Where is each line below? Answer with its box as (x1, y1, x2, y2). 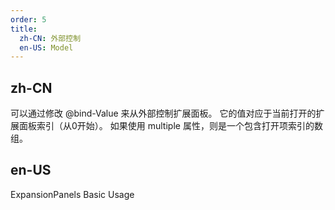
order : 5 (10, 14, 47, 25)
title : (10, 24, 38, 34)
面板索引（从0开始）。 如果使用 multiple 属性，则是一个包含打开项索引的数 (18, 120, 323, 132)
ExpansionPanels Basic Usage (10, 188, 135, 200)
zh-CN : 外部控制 (19, 33, 82, 43)
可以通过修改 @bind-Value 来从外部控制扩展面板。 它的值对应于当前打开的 (10, 107, 317, 120)
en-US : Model (19, 42, 74, 53)
